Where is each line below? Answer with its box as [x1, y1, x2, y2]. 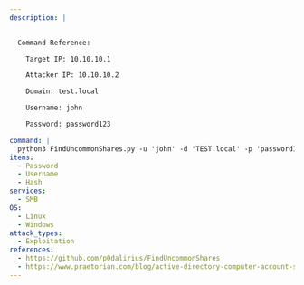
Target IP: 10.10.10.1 [25, 54, 111, 63]
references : [9, 245, 54, 254]
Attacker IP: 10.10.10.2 [25, 71, 119, 80]
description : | [9, 13, 67, 23]
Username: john [25, 103, 83, 113]
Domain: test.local [25, 87, 100, 96]
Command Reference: [17, 38, 91, 47]
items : [9, 153, 34, 162]
